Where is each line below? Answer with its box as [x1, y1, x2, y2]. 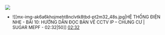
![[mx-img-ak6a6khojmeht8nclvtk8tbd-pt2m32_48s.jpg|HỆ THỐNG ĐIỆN [12, 14, 161, 20]
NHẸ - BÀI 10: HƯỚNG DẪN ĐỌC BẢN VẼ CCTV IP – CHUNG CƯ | [12, 19, 145, 25]
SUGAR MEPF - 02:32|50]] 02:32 [12, 25, 80, 30]
